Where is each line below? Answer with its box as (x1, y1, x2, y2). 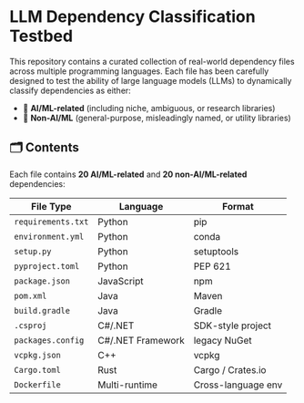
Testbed (9, 26, 74, 46)
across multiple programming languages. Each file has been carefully (9, 66, 269, 77)
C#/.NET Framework (96, 334, 185, 346)
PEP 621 (193, 260, 232, 273)
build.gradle (14, 305, 71, 315)
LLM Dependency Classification (9, 6, 257, 27)
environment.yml (14, 231, 85, 242)
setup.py (14, 246, 52, 256)
